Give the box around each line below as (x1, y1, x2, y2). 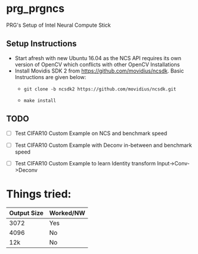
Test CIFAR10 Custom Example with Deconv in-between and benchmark (14, 142, 192, 149)
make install (23, 98, 57, 104)
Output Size (9, 209, 44, 217)
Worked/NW (49, 209, 85, 217)
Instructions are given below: (14, 73, 86, 80)
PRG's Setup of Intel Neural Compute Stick (6, 21, 112, 29)
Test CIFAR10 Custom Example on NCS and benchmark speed (14, 130, 168, 137)
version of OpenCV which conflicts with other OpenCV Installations (14, 61, 180, 68)
